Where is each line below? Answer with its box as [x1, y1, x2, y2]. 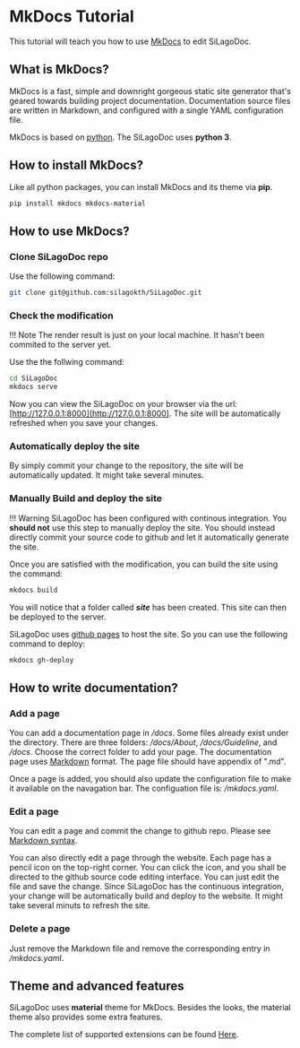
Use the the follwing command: [9, 357, 125, 368]
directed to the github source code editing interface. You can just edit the [9, 871, 279, 882]
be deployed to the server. [9, 611, 107, 622]
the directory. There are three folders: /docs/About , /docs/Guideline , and [9, 737, 278, 748]
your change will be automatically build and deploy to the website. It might [9, 890, 284, 902]
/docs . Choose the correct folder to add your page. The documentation [9, 747, 272, 758]
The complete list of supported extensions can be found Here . [9, 1029, 239, 1040]
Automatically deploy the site [9, 439, 141, 452]
